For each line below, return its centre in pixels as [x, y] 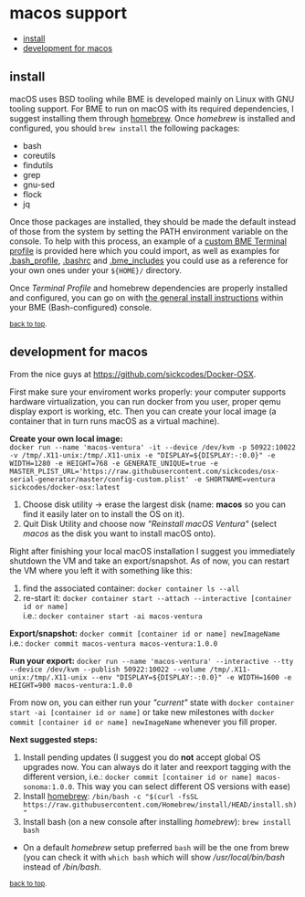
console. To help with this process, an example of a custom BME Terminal [148, 241]
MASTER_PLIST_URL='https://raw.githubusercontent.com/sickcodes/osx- [145, 471]
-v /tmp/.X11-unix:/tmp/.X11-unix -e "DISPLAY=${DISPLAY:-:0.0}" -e [142, 455]
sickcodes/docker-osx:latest [65, 487]
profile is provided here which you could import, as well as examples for [145, 250]
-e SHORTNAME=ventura [234, 479]
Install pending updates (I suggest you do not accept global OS [142, 757]
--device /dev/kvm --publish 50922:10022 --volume [108, 670]
